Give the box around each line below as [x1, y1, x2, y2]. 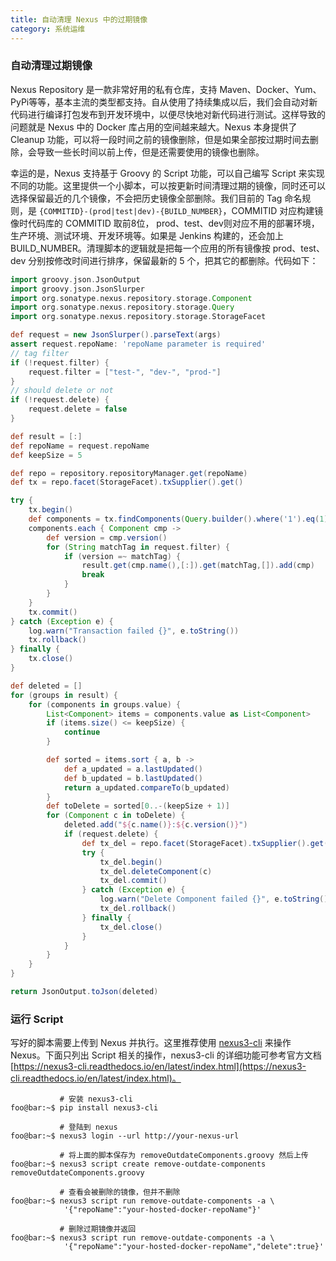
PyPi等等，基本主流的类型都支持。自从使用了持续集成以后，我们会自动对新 [10, 96, 318, 108]
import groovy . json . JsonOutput [10, 274, 141, 285]
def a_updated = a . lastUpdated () [63, 764, 203, 774]
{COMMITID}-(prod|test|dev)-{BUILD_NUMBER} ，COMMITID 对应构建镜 [38, 204, 324, 216]
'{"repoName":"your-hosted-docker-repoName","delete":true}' [63, 1242, 325, 1252]
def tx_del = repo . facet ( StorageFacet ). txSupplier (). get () [81, 838, 333, 848]
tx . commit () [28, 607, 78, 617]
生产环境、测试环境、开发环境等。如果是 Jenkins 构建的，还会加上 [10, 229, 285, 241]
